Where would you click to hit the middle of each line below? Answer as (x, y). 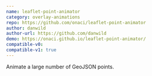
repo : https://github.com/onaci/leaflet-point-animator (76, 22)
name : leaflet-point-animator (43, 11)
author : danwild (26, 28)
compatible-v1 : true (32, 50)
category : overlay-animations (43, 17)
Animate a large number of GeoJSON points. (60, 67)
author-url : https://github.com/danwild (57, 34)
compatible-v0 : (25, 45)
